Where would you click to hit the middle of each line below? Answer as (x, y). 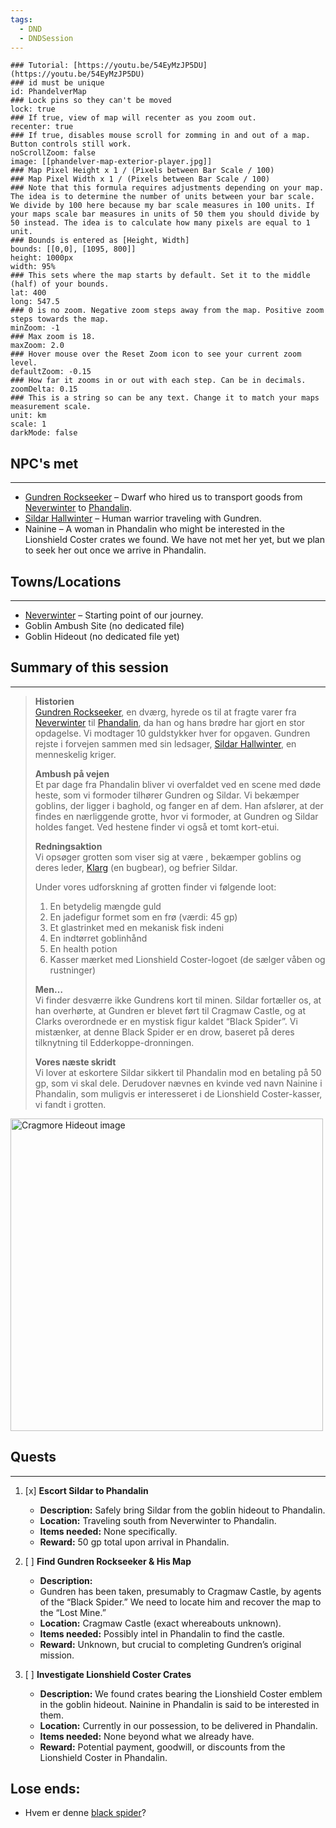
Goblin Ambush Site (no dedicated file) (104, 625)
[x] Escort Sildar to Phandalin (86, 1490)
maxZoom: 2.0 (37, 346)
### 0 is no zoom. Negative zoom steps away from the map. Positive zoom (167, 311)
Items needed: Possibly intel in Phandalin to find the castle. (162, 1633)
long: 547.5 (35, 302)
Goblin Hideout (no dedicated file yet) (102, 636)
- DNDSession (46, 38)
